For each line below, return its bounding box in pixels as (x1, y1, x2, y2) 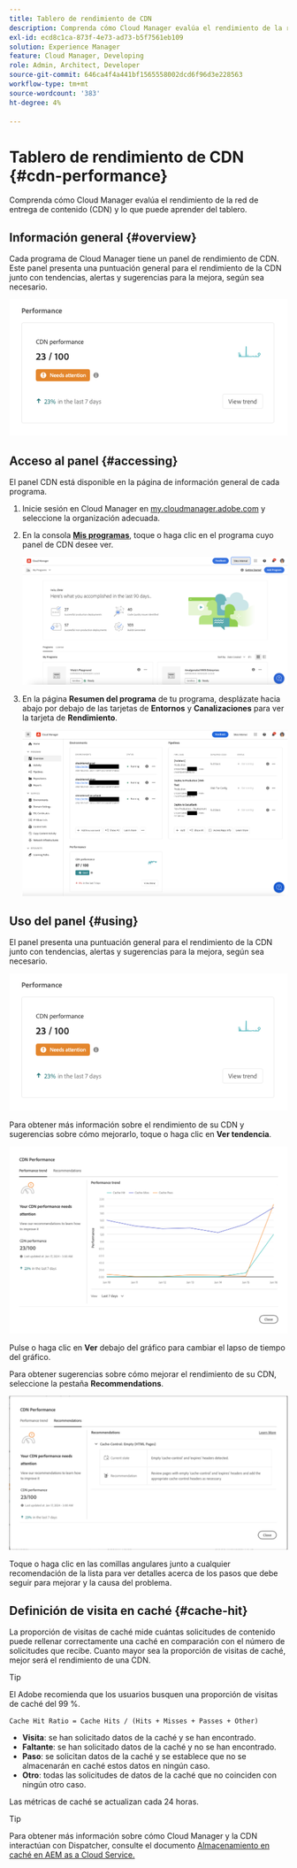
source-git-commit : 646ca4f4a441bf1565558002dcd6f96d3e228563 (9, 71, 243, 80)
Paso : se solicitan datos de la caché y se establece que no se (21, 1751, 247, 1762)
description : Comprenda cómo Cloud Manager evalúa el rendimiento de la (9, 23, 283, 33)
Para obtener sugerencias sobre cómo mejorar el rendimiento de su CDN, (9, 1368, 277, 1380)
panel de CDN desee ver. (21, 540, 114, 550)
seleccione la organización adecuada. (21, 513, 161, 524)
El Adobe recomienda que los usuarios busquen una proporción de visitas (9, 1689, 278, 1700)
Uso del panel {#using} (9, 913, 139, 928)
